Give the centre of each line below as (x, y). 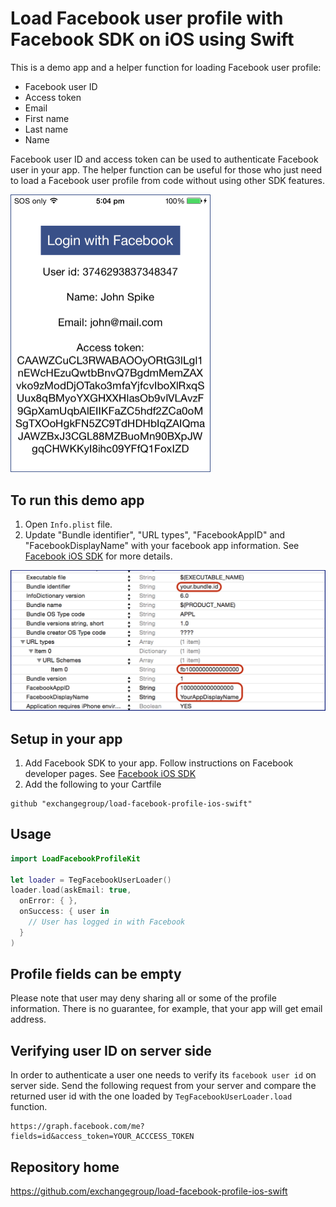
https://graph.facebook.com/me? (77, 1127)
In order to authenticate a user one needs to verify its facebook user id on (163, 1075)
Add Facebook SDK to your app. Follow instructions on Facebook (159, 763)
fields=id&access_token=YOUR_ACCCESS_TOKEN (102, 1137)
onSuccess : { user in (64, 912)
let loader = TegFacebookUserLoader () (91, 880)
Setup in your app (66, 738)
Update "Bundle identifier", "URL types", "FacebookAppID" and (155, 535)
